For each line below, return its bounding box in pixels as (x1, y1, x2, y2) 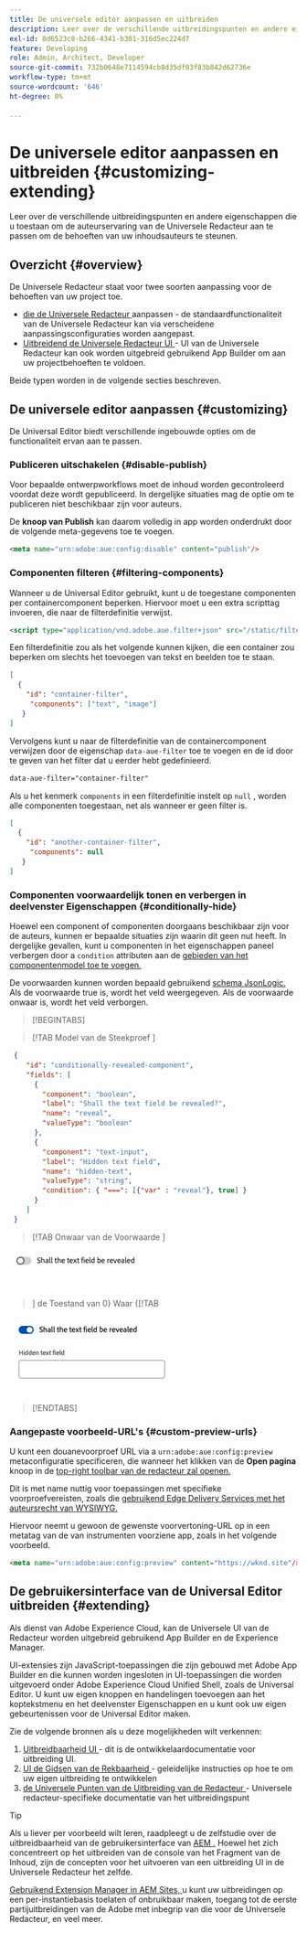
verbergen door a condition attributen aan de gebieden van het (9, 950, 249, 961)
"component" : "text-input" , (42, 1148, 149, 1157)
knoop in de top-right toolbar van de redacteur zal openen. (9, 1466, 231, 1477)
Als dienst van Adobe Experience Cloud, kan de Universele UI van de (9, 1622, 270, 1633)
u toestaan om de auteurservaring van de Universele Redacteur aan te (9, 220, 274, 232)
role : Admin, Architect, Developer (9, 53, 145, 63)
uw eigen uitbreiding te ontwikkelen (22, 1772, 158, 1783)
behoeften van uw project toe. (9, 291, 123, 302)
